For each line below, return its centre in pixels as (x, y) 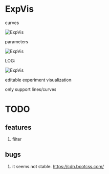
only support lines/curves (31, 89)
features (18, 127)
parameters (17, 42)
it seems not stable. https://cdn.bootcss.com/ (58, 166)
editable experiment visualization (38, 80)
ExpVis (20, 9)
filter (17, 139)
